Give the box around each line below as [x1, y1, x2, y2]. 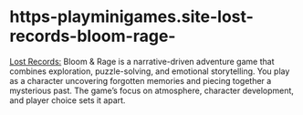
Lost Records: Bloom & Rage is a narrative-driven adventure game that [9, 56, 275, 67]
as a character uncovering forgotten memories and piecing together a [9, 75, 272, 86]
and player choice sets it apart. [9, 94, 126, 106]
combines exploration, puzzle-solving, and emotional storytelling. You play [9, 66, 290, 77]
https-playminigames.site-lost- [9, 6, 254, 27]
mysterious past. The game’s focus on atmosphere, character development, [9, 85, 295, 96]
